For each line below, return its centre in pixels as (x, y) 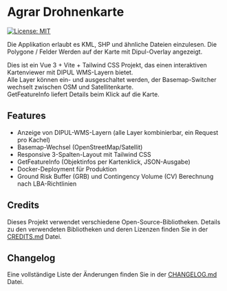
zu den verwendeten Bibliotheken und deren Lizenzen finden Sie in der (108, 229)
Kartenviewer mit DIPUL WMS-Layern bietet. (70, 72)
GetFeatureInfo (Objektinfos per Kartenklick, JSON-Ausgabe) (104, 162)
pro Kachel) (33, 140)
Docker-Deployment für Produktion (67, 169)
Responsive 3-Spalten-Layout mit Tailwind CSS (84, 154)
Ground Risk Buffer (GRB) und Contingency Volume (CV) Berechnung (115, 176)
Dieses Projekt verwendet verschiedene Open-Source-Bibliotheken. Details (114, 222)
